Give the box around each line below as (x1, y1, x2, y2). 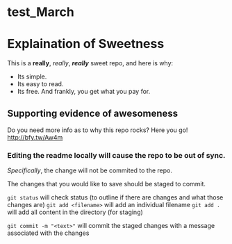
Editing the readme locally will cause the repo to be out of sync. (7, 150, 226, 160)
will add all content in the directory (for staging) (7, 208, 144, 216)
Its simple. (17, 72, 47, 81)
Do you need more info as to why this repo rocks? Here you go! (7, 126, 188, 134)
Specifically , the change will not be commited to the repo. (7, 166, 172, 174)
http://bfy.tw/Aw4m (7, 133, 63, 141)
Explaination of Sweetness (7, 36, 165, 52)
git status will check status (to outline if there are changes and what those (7, 193, 224, 202)
